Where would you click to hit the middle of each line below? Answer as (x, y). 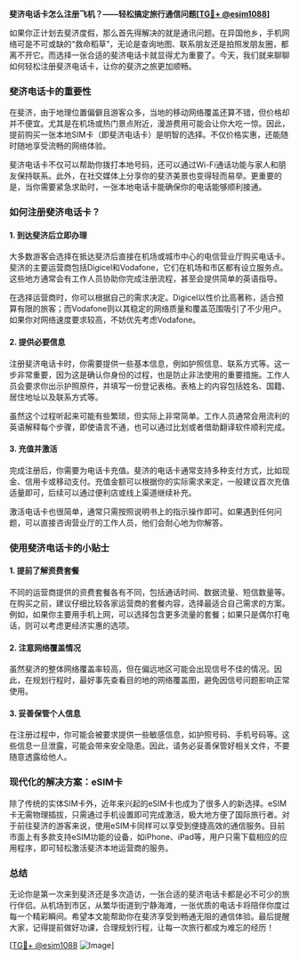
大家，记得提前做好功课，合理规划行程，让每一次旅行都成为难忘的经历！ (141, 927)
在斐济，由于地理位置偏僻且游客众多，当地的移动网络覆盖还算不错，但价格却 (149, 113)
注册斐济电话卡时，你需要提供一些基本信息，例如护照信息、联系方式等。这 (145, 363)
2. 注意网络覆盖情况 (45, 648)
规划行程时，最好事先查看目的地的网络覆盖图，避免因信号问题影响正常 (161, 681)
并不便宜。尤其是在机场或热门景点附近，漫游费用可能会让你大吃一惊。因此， (149, 124)
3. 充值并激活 (33, 449)
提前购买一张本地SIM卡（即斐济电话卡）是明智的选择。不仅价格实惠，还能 (145, 135)
